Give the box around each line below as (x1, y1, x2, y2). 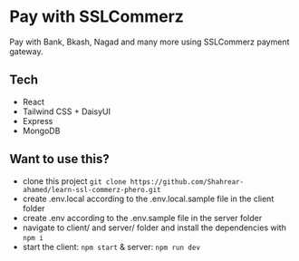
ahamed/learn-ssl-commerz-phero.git (22, 185, 161, 194)
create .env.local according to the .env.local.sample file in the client (22, 193, 275, 204)
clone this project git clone (22, 175, 127, 187)
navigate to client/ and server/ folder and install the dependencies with (22, 222, 287, 233)
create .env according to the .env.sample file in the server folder (22, 212, 263, 223)
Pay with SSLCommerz (9, 6, 184, 27)
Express (22, 115, 53, 126)
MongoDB (22, 125, 61, 136)
